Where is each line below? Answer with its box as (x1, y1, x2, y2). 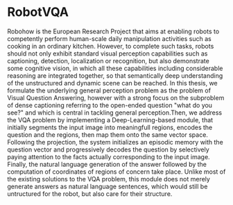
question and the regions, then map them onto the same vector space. (7, 130, 208, 139)
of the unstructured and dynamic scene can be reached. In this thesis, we (7, 79, 218, 87)
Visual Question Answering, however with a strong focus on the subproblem (7, 93, 225, 101)
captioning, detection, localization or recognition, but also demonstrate (7, 56, 209, 65)
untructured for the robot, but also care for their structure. (7, 189, 173, 198)
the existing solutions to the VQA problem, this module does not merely (7, 174, 210, 183)
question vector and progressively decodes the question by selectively (7, 145, 209, 154)
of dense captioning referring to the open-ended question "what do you (7, 101, 213, 109)
